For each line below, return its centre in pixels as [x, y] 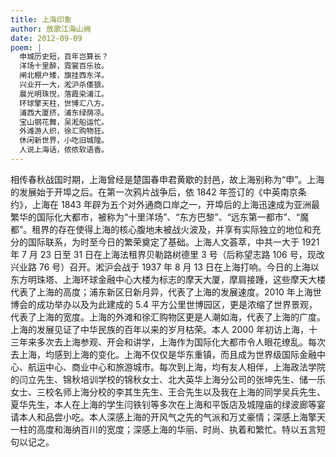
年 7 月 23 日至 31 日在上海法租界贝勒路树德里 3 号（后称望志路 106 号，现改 [167, 254]
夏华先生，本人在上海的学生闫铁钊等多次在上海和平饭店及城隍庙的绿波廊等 [163, 404]
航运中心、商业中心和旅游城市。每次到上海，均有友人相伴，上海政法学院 [176, 367]
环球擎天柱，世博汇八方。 [64, 103]
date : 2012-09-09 [46, 38]
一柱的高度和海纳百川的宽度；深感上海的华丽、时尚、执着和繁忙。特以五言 [163, 429]
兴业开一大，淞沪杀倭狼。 [64, 85]
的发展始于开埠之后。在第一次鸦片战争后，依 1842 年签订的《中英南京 [154, 192]
